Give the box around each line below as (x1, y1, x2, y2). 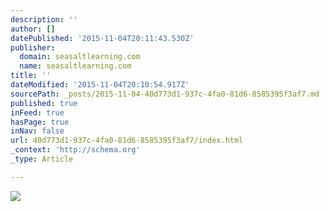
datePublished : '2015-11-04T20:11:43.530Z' (10, 33, 195, 43)
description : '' (10, 14, 78, 25)
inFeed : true (10, 107, 65, 118)
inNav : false (10, 126, 65, 136)
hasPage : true (10, 117, 70, 127)
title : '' (10, 71, 52, 81)
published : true (10, 98, 78, 108)
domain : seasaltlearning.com (19, 52, 141, 62)
